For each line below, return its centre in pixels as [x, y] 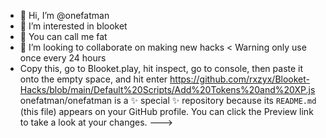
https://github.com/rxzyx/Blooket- [240, 79]
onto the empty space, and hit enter [93, 79]
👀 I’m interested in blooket [73, 26]
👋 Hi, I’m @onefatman [64, 15]
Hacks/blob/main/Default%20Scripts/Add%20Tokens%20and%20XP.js [167, 89]
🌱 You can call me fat [63, 36]
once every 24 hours [63, 58]
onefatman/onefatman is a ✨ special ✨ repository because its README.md [168, 100]
